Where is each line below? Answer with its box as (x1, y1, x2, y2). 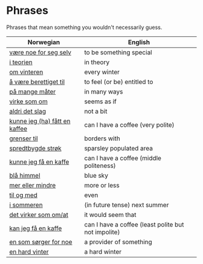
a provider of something (84, 237, 152, 246)
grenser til (9, 134, 38, 143)
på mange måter (9, 87, 56, 95)
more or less (84, 181, 120, 189)
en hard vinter (9, 247, 50, 256)
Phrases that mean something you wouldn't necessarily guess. (6, 24, 163, 31)
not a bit (84, 107, 108, 115)
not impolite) (84, 228, 120, 236)
